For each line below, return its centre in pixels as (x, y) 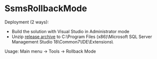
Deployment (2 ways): (27, 22)
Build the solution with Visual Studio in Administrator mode (70, 31)
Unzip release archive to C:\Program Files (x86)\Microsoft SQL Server (82, 37)
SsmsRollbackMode (46, 9)
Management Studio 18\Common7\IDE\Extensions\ (62, 41)
